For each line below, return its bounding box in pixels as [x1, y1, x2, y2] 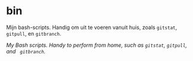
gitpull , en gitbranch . [6, 30, 62, 37]
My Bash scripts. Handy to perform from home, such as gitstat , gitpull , [6, 41, 187, 49]
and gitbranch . [6, 47, 46, 54]
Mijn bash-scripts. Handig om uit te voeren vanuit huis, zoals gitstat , [6, 24, 177, 31]
